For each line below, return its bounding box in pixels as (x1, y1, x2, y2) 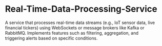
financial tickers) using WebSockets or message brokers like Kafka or (5, 24, 145, 30)
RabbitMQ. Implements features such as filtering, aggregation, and (5, 30, 139, 36)
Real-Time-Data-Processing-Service (5, 3, 158, 15)
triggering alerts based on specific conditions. (5, 35, 98, 41)
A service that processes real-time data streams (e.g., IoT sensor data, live (5, 20, 155, 25)
